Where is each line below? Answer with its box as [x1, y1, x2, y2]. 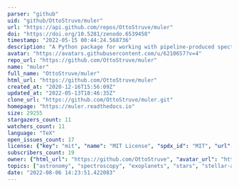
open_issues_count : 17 [7, 136, 75, 143]
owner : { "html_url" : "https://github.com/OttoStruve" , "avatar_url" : [7, 156, 218, 164]
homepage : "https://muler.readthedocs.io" [7, 103, 135, 110]
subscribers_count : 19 [7, 149, 75, 156]
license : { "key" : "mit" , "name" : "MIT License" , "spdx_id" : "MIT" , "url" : [7, 143, 234, 150]
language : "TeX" [7, 129, 55, 137]
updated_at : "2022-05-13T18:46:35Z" [7, 90, 116, 97]
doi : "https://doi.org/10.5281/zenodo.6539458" [7, 30, 152, 38]
